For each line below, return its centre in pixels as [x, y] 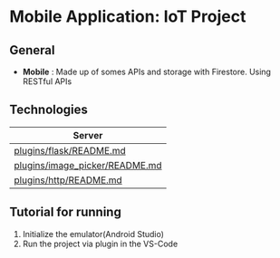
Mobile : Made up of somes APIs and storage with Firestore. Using [147, 72]
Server [88, 135]
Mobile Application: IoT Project [128, 17]
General [33, 50]
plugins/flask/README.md [70, 150]
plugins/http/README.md [68, 180]
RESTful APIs [47, 81]
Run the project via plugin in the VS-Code [100, 244]
